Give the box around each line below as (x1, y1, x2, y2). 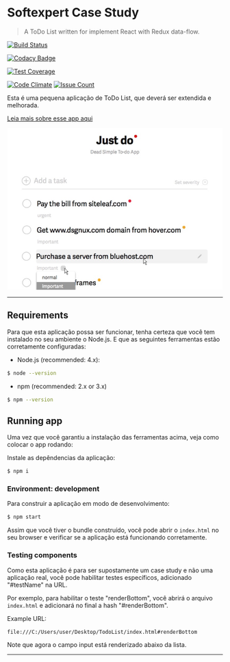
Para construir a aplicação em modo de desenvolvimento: (7, 500, 170, 508)
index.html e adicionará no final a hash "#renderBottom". (7, 601, 169, 609)
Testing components (7, 550, 77, 560)
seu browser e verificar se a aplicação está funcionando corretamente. (7, 533, 207, 542)
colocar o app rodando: (7, 440, 73, 449)
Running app (7, 415, 63, 427)
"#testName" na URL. (7, 581, 68, 589)
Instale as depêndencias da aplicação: (7, 454, 115, 462)
